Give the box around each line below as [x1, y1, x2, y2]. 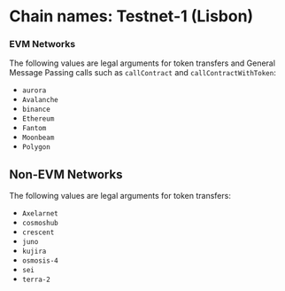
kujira [21, 247, 47, 256]
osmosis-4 [21, 256, 59, 265]
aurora [21, 86, 47, 95]
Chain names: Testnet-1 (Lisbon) [9, 6, 254, 27]
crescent [21, 228, 55, 237]
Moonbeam [21, 133, 55, 143]
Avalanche [21, 96, 59, 105]
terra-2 [21, 275, 50, 285]
